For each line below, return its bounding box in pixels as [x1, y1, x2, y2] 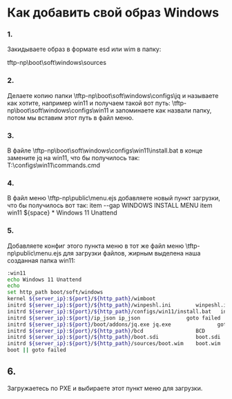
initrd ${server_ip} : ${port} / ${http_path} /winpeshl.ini [7, 302, 171, 309]
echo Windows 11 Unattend [7, 276, 81, 283]
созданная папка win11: [7, 256, 76, 264]
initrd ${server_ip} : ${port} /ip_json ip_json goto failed [7, 314, 221, 322]
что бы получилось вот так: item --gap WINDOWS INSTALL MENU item [7, 202, 213, 210]
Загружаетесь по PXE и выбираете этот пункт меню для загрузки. [7, 384, 203, 392]
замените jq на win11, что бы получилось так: [7, 154, 140, 162]
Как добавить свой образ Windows [7, 5, 220, 21]
